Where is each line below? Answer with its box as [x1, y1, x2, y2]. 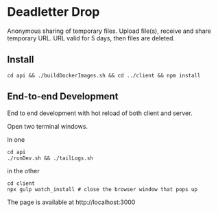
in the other [7, 166, 40, 175]
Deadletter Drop [7, 4, 100, 20]
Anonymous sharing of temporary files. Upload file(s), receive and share [7, 27, 211, 35]
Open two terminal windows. [7, 122, 88, 130]
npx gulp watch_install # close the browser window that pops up [7, 186, 197, 192]
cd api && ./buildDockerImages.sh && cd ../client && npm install [7, 72, 201, 79]
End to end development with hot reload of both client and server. [7, 109, 193, 117]
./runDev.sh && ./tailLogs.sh [7, 155, 94, 162]
